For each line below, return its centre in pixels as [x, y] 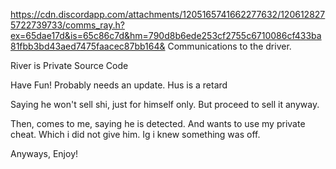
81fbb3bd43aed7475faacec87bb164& [88, 46]
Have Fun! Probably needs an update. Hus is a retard [119, 85]
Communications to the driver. [229, 46]
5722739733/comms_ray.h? [67, 25]
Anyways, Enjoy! [44, 153]
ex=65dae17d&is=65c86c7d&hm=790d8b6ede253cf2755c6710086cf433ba [166, 35]
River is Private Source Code [69, 65]
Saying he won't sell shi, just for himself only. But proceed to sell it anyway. [165, 104]
